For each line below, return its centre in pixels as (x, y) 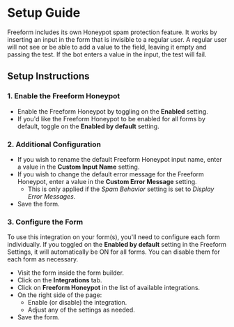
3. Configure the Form (45, 222)
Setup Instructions (48, 76)
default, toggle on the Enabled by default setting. (88, 126)
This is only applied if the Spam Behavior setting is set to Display (121, 189)
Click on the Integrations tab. (60, 280)
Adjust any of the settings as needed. (81, 310)
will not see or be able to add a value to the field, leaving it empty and (107, 47)
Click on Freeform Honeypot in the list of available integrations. (109, 288)
